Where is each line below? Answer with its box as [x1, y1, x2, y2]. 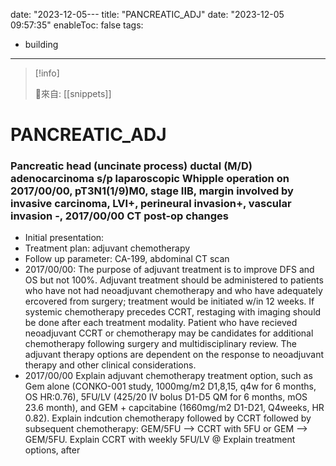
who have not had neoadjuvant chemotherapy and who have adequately [24, 285, 323, 297]
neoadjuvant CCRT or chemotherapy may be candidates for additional [24, 327, 314, 339]
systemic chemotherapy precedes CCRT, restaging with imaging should [24, 306, 322, 318]
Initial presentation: [24, 232, 105, 244]
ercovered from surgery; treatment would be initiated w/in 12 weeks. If [24, 295, 315, 308]
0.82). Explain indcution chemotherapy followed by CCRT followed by [24, 412, 312, 424]
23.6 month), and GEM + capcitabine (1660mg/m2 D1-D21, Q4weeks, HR [24, 402, 325, 414]
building [24, 39, 59, 50]
